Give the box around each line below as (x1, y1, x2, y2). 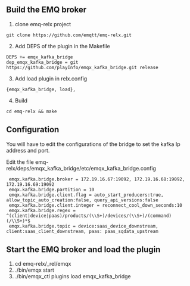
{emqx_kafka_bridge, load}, (6, 86, 76, 92)
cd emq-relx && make (6, 108, 58, 114)
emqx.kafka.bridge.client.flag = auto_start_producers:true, (8, 192, 164, 198)
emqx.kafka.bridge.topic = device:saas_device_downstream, (8, 223, 159, 229)
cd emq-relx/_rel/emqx (14, 260, 71, 268)
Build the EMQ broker (6, 5, 87, 15)
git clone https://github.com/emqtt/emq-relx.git (6, 32, 132, 38)
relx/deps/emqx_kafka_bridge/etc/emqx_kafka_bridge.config (6, 164, 157, 172)
